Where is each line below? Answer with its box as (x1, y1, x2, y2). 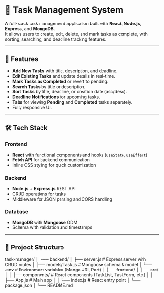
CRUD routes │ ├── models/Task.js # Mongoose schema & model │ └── (5, 261, 152, 267)
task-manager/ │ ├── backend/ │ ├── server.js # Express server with (5, 256, 146, 262)
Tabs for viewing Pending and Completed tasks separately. (12, 99, 133, 105)
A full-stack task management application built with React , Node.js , (5, 21, 142, 26)
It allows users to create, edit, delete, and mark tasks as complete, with (5, 31, 148, 37)
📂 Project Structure (5, 243, 64, 251)
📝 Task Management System (5, 4, 123, 16)
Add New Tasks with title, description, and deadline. (12, 68, 118, 74)
